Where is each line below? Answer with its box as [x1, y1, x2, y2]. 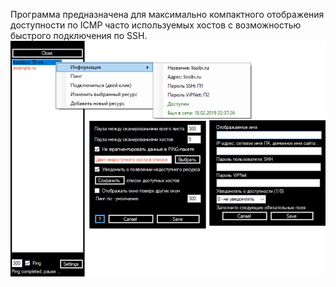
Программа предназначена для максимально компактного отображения [10, 9, 325, 20]
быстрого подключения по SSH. [10, 30, 148, 41]
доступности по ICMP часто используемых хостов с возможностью [10, 19, 302, 31]
